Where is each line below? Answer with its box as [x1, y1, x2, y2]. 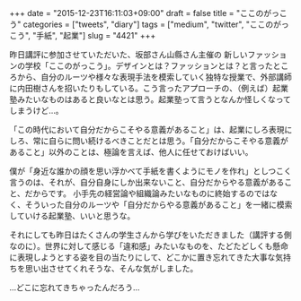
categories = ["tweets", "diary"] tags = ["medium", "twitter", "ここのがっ [22, 19, 289, 30]
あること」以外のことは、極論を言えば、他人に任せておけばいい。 [9, 147, 253, 157]
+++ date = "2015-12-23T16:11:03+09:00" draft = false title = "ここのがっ [9, 8, 280, 18]
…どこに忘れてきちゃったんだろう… [9, 282, 141, 293]
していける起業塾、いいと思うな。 [9, 211, 136, 221]
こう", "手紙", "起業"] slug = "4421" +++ [9, 30, 156, 40]
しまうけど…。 [9, 106, 65, 116]
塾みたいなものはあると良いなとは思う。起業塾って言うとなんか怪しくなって [9, 94, 292, 105]
